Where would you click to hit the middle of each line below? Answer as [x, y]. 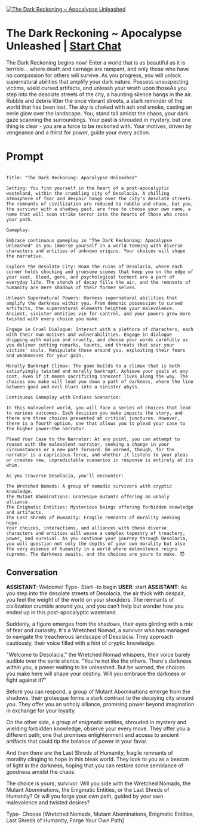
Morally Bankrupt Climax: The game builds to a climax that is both [93, 366]
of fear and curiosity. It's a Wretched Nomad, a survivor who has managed [98, 630]
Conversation [32, 573]
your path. [20, 219]
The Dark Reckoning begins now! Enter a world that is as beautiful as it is [96, 62]
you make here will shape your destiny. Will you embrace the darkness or [96, 673]
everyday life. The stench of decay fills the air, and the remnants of [99, 282]
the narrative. [25, 256]
